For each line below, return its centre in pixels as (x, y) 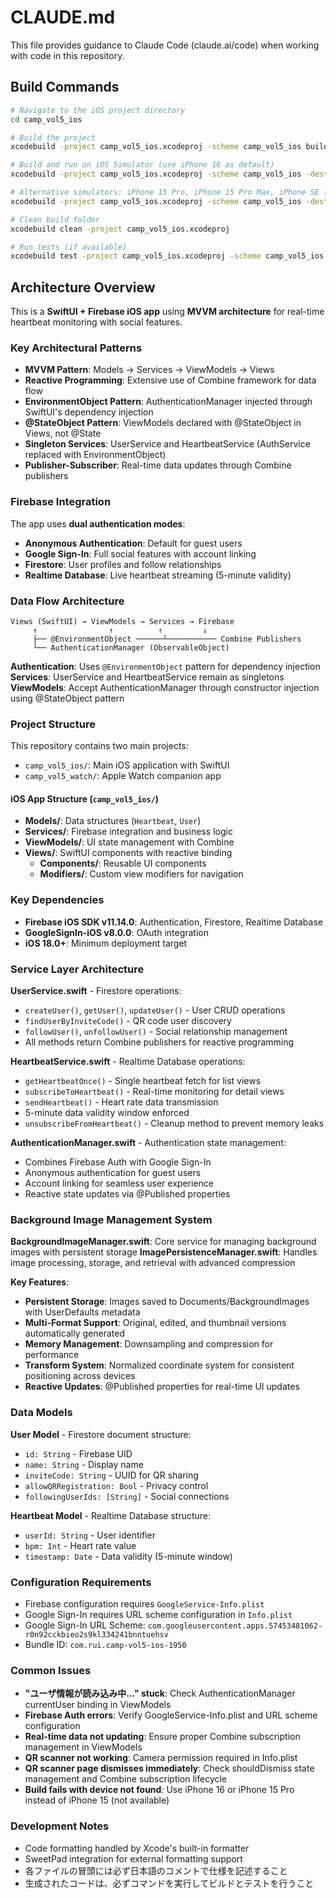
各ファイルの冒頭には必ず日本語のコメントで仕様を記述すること (156, 1870)
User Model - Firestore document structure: (101, 1434)
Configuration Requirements (81, 1582)
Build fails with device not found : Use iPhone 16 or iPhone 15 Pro (159, 1790)
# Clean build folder (55, 219)
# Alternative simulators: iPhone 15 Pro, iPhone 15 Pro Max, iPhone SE (165, 192)
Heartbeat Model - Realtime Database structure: (111, 1515)
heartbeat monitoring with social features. (96, 322)
